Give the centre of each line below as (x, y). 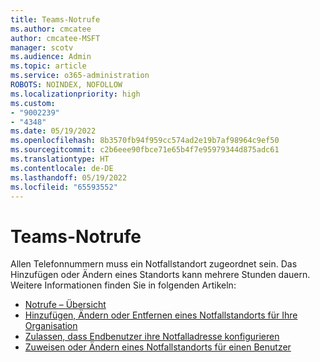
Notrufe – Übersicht (65, 305)
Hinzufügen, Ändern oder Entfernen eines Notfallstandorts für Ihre (161, 315)
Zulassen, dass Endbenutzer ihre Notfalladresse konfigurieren (152, 337)
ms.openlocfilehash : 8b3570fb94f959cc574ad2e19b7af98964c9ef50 (145, 141)
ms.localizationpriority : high (75, 94)
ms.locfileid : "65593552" (64, 187)
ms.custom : (33, 103)
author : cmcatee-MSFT (55, 38)
